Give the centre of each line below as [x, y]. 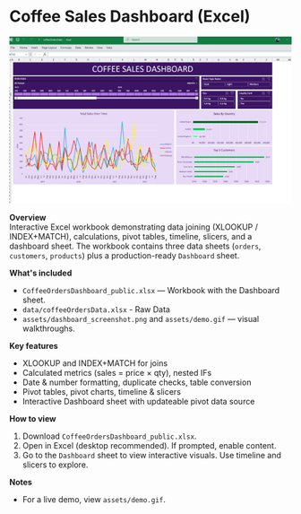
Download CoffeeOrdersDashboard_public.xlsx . [109, 436]
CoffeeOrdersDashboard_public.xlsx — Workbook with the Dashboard [151, 290]
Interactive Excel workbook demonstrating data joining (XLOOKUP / [133, 227]
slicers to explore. [55, 465]
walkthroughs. [49, 328]
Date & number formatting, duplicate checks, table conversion [137, 382]
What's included [41, 273]
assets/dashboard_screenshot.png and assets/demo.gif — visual [141, 318]
